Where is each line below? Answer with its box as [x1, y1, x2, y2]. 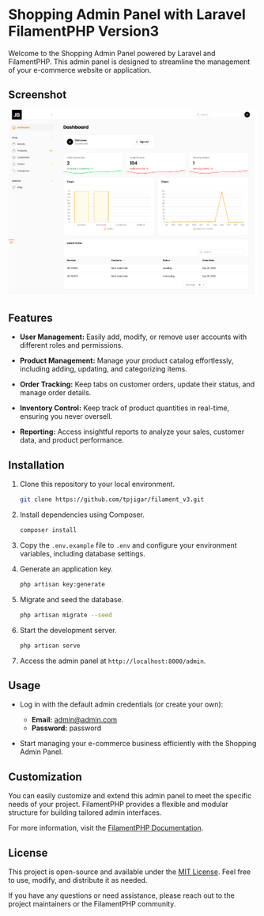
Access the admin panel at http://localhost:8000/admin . [19, 656, 206, 665]
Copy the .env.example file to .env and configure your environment [19, 541, 237, 550]
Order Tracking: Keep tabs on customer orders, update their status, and [19, 379, 255, 389]
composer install [19, 526, 77, 534]
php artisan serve [19, 642, 81, 650]
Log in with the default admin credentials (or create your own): [19, 699, 224, 709]
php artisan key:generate [19, 581, 105, 589]
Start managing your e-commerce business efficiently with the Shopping [19, 739, 257, 748]
